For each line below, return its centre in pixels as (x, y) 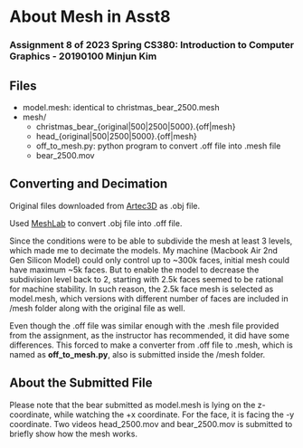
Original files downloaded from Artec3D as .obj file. (105, 205)
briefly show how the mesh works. (74, 434)
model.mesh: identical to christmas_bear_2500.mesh (121, 107)
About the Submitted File (81, 383)
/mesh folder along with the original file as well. (97, 308)
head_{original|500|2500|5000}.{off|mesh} (116, 136)
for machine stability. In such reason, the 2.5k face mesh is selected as (142, 289)
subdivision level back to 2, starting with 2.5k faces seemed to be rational (147, 279)
